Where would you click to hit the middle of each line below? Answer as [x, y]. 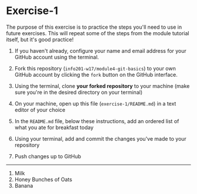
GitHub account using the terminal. [57, 57]
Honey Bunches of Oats [43, 179]
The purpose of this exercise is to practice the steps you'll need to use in [94, 27]
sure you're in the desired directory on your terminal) [78, 92]
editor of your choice [40, 110]
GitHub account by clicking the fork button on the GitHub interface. [96, 74]
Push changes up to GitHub [48, 156]
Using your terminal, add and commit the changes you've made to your [100, 138]
